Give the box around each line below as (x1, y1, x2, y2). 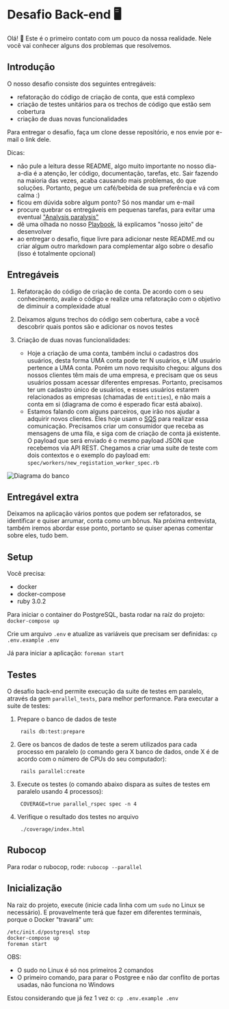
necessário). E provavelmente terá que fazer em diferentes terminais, (7, 908, 202, 916)
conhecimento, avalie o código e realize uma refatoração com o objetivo (16, 294, 221, 303)
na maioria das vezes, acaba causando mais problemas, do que (16, 176, 197, 184)
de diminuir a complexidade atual (16, 302, 111, 310)
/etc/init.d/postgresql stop (7, 928, 90, 936)
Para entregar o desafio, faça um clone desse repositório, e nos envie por (7, 127, 215, 136)
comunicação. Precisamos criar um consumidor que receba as (27, 422, 204, 430)
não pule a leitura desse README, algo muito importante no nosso (16, 162, 204, 170)
